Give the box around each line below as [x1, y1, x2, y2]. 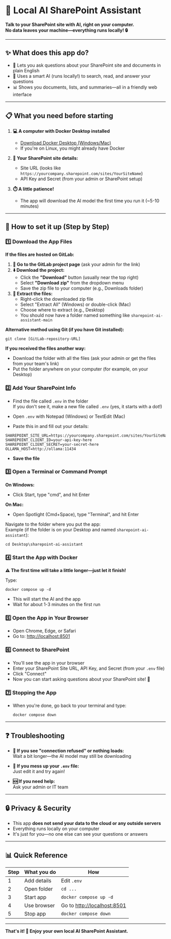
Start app [24, 894, 47, 901]
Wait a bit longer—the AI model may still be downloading [12, 753, 131, 759]
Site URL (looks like [20, 165, 61, 171]
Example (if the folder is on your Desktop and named [5, 526, 116, 532]
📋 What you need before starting [5, 111, 113, 120]
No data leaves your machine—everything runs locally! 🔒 [5, 27, 128, 33]
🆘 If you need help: [12, 778, 55, 784]
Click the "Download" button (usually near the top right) [20, 274, 139, 280]
